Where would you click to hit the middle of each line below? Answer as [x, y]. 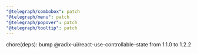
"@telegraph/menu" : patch [38, 17]
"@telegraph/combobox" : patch [43, 11]
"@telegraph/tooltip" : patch [42, 28]
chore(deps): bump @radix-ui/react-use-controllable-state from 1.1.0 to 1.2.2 [98, 45]
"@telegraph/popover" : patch [42, 22]
